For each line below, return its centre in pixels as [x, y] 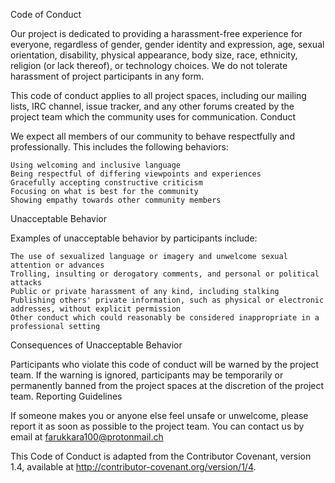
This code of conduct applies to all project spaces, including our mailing [158, 95]
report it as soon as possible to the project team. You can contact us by [157, 426]
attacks [26, 283]
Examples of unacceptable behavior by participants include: [134, 238]
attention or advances [57, 265]
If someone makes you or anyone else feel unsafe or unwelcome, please [159, 415]
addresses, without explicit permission [96, 309]
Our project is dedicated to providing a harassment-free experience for [156, 33]
